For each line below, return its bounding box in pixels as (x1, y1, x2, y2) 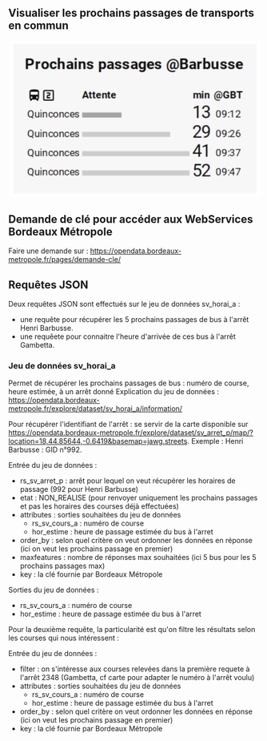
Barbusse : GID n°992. (8, 445, 82, 455)
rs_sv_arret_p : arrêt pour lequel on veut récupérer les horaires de (19, 476, 236, 485)
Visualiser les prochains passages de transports (8, 6, 254, 20)
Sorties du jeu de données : (8, 585, 99, 595)
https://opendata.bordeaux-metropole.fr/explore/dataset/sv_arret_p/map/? (8, 428, 253, 437)
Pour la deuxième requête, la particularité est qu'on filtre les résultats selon (8, 625, 256, 634)
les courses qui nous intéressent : (8, 633, 120, 643)
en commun (8, 19, 70, 33)
